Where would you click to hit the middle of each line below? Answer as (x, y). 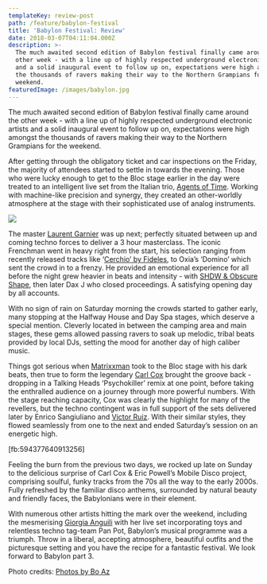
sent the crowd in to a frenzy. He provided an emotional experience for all (128, 268)
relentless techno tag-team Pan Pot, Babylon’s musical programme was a (128, 531)
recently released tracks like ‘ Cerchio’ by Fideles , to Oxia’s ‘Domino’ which (130, 259)
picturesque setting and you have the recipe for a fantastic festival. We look (132, 548)
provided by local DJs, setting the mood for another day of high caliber (124, 342)
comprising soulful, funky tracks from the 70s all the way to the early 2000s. (133, 481)
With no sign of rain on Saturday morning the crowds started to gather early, (133, 309)
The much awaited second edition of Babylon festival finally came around (128, 112)
